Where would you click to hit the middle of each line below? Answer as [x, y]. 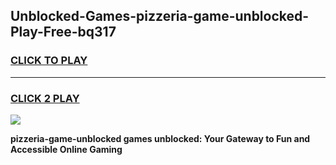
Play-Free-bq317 [63, 32]
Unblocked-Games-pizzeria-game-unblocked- [160, 16]
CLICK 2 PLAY [45, 98]
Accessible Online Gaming [66, 149]
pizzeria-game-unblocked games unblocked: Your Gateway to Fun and [160, 138]
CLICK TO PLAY [49, 61]
